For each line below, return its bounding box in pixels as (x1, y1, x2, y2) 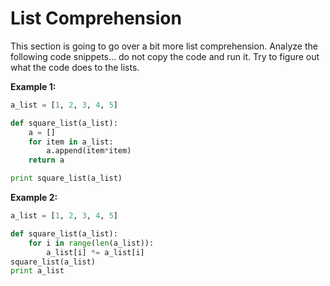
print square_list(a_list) (10, 173, 123, 184)
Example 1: (10, 80, 57, 92)
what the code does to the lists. (10, 61, 140, 73)
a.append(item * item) (46, 146, 132, 156)
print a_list (10, 266, 65, 276)
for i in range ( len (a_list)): (28, 238, 155, 248)
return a (28, 155, 65, 166)
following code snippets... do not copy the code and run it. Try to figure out (10, 50, 320, 62)
